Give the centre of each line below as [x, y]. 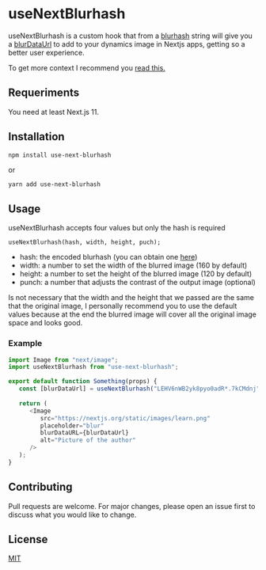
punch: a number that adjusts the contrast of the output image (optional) [137, 283]
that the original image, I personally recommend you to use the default [123, 306]
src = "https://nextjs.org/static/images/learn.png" [125, 418]
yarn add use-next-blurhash [55, 184]
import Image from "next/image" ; [63, 360]
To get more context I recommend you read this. [87, 67]
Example [25, 344]
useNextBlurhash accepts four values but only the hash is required [117, 228]
